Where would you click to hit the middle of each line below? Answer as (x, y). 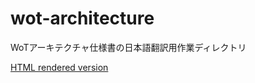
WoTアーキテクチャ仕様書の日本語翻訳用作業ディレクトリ (128, 47)
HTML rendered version (59, 67)
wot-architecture (82, 18)
